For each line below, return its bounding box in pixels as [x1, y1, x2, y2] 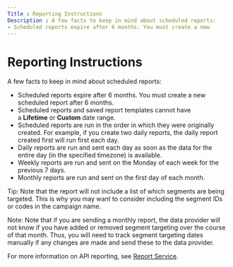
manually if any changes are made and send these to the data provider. [7, 238, 214, 247]
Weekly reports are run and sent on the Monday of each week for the [17, 158, 219, 167]
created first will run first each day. [17, 136, 119, 145]
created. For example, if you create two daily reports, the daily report [17, 129, 218, 137]
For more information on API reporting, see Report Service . [7, 252, 179, 261]
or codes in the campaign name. [7, 202, 102, 210]
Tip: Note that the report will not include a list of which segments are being [7, 187, 225, 196]
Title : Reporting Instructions [7, 10, 102, 18]
